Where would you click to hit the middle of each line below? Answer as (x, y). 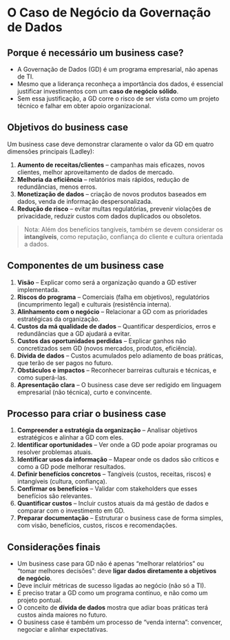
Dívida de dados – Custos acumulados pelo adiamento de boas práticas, (120, 355)
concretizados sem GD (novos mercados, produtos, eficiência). (107, 348)
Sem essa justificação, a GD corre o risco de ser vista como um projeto (118, 99)
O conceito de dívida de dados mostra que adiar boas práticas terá (113, 608)
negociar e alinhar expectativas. (62, 630)
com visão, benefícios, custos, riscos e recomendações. (97, 526)
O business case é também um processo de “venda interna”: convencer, (119, 622)
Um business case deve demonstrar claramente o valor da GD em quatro (111, 144)
